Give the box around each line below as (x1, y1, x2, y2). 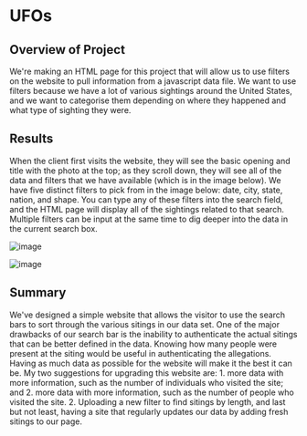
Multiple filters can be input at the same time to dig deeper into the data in (9, 213, 289, 224)
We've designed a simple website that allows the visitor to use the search (9, 309, 286, 320)
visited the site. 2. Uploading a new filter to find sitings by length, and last (9, 396, 286, 407)
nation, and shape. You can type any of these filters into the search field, (9, 193, 283, 205)
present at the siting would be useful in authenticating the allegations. (9, 348, 272, 358)
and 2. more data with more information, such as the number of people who (9, 387, 294, 398)
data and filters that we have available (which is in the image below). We (9, 174, 281, 185)
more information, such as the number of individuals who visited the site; (9, 377, 284, 388)
